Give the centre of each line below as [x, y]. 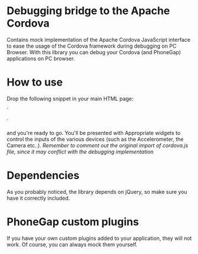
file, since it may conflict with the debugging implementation [80, 151]
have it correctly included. [38, 198]
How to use [35, 82]
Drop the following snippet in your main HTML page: [70, 98]
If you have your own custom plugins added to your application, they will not [99, 238]
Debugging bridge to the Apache [88, 11]
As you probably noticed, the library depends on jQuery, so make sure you [97, 192]
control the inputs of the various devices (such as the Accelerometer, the [95, 139]
